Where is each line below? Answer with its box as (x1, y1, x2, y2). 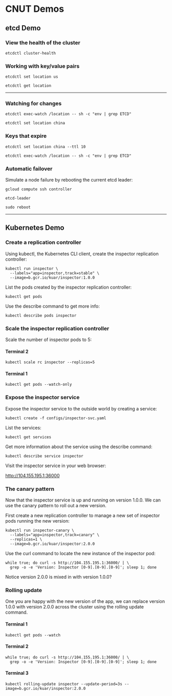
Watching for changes (5, 100, 62, 107)
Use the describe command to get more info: (5, 303, 100, 309)
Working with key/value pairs (5, 62, 80, 69)
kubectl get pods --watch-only (5, 382, 72, 387)
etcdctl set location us (5, 74, 58, 80)
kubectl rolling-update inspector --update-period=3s (5, 681, 123, 687)
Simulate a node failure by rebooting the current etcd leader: (5, 177, 133, 183)
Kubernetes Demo (5, 223, 64, 232)
